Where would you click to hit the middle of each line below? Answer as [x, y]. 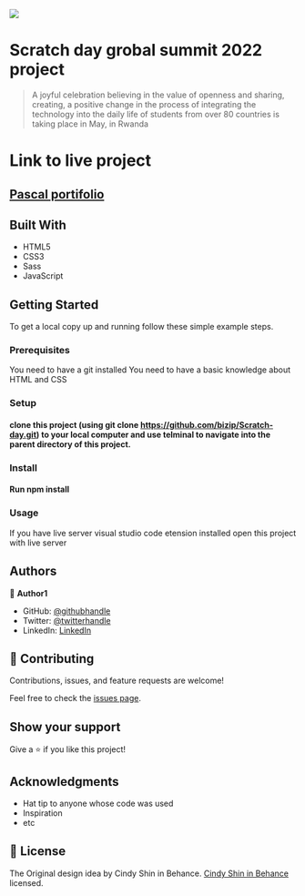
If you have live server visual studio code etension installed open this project [153, 533]
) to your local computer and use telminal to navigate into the [153, 434]
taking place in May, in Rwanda [90, 124]
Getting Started [54, 305]
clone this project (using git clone [74, 424]
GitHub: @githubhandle [66, 611]
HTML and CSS [38, 380]
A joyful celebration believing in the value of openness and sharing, [158, 95]
